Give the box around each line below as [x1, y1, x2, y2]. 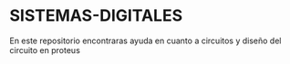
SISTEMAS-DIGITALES [9, 5, 183, 26]
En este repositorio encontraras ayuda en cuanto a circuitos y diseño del [9, 35, 282, 46]
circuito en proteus [9, 44, 80, 55]
